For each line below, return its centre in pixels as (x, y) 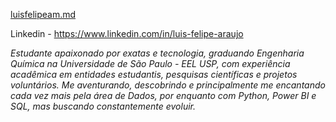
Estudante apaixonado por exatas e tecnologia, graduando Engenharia (157, 53)
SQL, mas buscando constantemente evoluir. (103, 106)
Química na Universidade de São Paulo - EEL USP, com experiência (150, 63)
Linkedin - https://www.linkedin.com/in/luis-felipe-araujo (127, 33)
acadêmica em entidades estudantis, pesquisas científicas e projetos (154, 74)
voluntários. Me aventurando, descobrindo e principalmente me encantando (168, 85)
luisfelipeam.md (43, 14)
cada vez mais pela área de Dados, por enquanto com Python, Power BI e (163, 95)
